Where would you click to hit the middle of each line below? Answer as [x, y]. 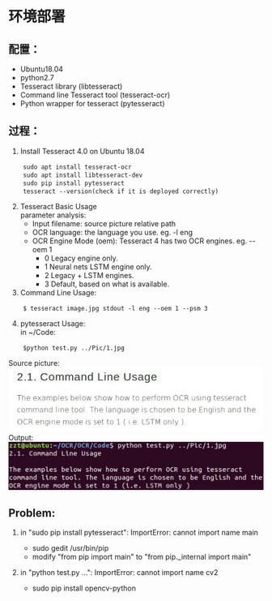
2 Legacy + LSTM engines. [89, 275]
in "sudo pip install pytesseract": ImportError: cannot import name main [139, 533]
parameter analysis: [53, 215]
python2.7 [37, 77]
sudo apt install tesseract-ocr [77, 167]
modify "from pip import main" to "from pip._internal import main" [142, 557]
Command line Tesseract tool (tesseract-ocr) [95, 95]
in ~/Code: [38, 332]
